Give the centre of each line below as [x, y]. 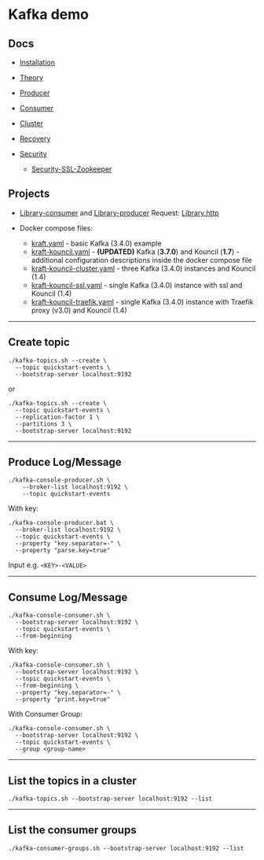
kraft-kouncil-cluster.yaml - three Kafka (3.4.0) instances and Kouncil [143, 268]
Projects [29, 194]
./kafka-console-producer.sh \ [59, 480]
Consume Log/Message [68, 597]
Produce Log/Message [65, 462]
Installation [37, 62]
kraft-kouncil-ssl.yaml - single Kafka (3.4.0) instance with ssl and [137, 285]
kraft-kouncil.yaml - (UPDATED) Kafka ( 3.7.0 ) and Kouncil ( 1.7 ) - [135, 251]
